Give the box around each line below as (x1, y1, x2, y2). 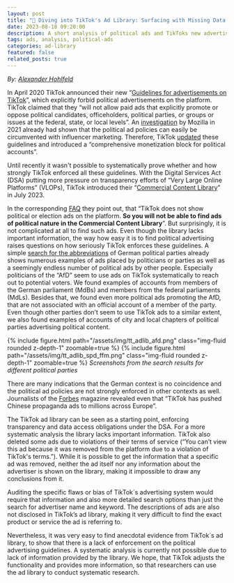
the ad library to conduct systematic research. (7, 568, 140, 576)
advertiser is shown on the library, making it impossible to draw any (7, 467, 201, 475)
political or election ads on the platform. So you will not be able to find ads (7, 211, 222, 220)
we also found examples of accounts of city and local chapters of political (7, 315, 219, 324)
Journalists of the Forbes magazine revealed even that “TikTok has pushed (7, 394, 222, 402)
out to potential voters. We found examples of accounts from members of (7, 278, 218, 287)
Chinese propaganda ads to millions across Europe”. (7, 402, 157, 410)
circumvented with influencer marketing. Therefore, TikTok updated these (7, 132, 219, 141)
